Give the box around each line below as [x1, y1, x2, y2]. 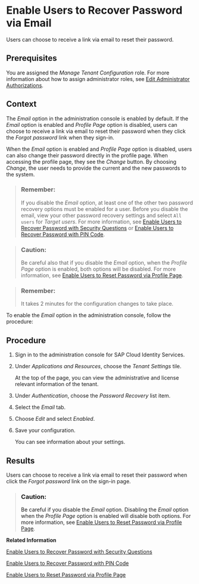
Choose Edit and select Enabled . [14, 415, 95, 423]
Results [6, 455, 35, 465]
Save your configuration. [14, 427, 76, 434]
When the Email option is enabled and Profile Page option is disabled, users [6, 145, 192, 153]
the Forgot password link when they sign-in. [6, 133, 114, 141]
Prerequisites [6, 53, 57, 63]
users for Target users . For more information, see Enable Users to [20, 218, 182, 225]
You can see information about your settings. [14, 439, 126, 446]
